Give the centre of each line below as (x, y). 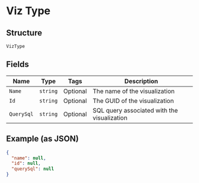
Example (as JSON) (42, 139)
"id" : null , (26, 163)
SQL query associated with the (135, 110)
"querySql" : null (33, 169)
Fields (18, 64)
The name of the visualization (134, 91)
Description (141, 81)
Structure (24, 33)
